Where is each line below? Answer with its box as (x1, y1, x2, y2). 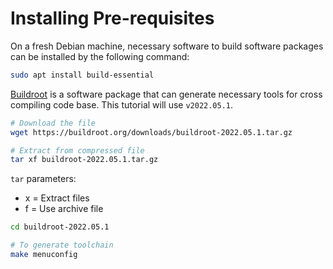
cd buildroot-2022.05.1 (10, 222, 110, 232)
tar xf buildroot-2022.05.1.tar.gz (10, 155, 159, 165)
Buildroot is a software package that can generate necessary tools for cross (10, 88, 323, 100)
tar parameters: (10, 173, 77, 185)
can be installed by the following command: (10, 50, 190, 62)
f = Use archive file (24, 203, 104, 215)
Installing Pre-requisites (10, 7, 215, 30)
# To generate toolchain (10, 240, 114, 251)
